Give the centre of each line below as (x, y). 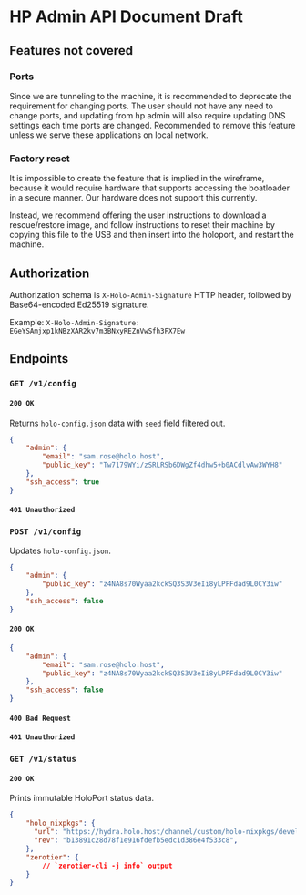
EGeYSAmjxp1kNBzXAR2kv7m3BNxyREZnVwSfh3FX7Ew (97, 331)
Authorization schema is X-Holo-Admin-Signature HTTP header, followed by (151, 294)
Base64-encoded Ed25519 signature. (79, 304)
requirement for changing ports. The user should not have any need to (141, 106)
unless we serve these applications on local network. (109, 135)
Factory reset (40, 159)
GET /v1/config (43, 384)
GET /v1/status (43, 759)
